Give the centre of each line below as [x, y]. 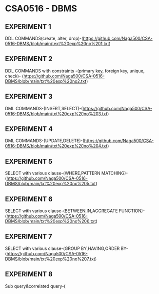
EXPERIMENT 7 [29, 236]
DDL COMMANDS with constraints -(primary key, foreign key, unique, [75, 71]
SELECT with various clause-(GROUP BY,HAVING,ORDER [62, 248]
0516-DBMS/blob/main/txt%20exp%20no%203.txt [56, 114]
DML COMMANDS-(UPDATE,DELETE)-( [45, 141]
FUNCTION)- [132, 211]
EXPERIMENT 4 [29, 129]
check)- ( [14, 76]
